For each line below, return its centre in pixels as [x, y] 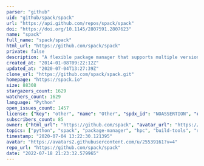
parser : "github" [28, 12]
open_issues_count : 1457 [38, 108]
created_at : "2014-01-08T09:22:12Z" [53, 63]
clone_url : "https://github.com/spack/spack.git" [70, 74]
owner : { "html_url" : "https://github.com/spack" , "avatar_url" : [89, 125]
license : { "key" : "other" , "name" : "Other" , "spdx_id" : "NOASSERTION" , [99, 114]
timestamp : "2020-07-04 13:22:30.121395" [59, 137]
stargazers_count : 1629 [36, 91]
